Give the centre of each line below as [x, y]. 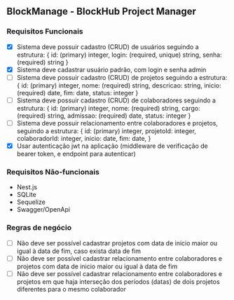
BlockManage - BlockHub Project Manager [102, 12]
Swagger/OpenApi [43, 210]
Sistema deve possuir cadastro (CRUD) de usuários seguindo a [108, 47]
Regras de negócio [39, 228]
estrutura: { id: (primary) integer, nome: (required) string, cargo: [108, 108]
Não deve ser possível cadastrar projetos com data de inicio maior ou [117, 243]
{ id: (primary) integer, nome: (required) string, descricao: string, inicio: [119, 85]
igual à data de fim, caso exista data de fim [79, 251]
